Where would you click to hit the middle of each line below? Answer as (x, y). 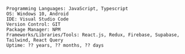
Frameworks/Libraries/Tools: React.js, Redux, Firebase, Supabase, (93, 35)
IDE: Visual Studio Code (37, 19)
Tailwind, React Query (35, 40)
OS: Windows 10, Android (37, 14)
